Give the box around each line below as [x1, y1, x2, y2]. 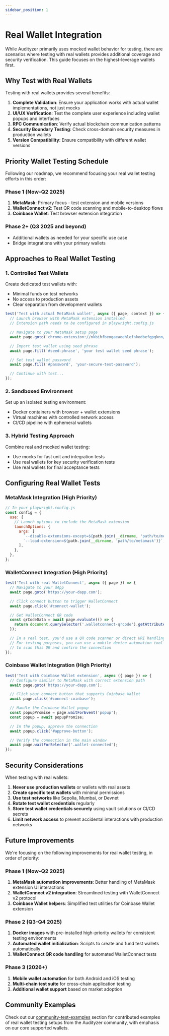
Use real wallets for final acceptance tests [12, 464, 100, 470]
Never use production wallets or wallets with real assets [12, 784, 131, 790]
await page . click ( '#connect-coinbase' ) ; [10, 696, 96, 701]
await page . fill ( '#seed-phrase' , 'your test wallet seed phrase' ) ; [10, 348, 154, 353]
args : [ [18, 529, 35, 534]
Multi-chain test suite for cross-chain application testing [12, 981, 131, 987]
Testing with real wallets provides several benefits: [5, 90, 110, 96]
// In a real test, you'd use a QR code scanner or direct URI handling [10, 636, 165, 641]
